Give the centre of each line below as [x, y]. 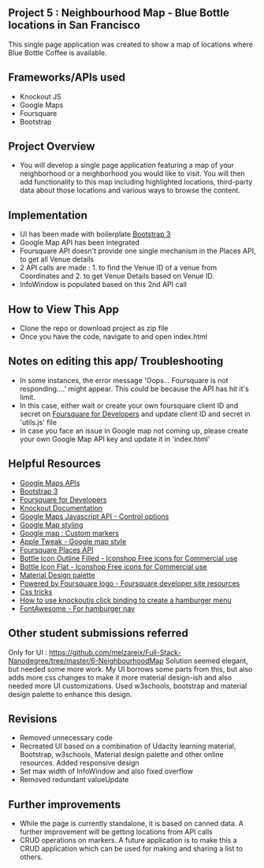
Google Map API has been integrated [80, 243]
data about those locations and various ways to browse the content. [130, 190]
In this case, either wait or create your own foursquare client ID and [129, 405]
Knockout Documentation [61, 508]
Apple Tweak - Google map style [73, 541]
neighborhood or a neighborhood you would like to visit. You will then [132, 173]
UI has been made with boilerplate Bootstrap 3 [95, 234]
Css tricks [36, 591]
